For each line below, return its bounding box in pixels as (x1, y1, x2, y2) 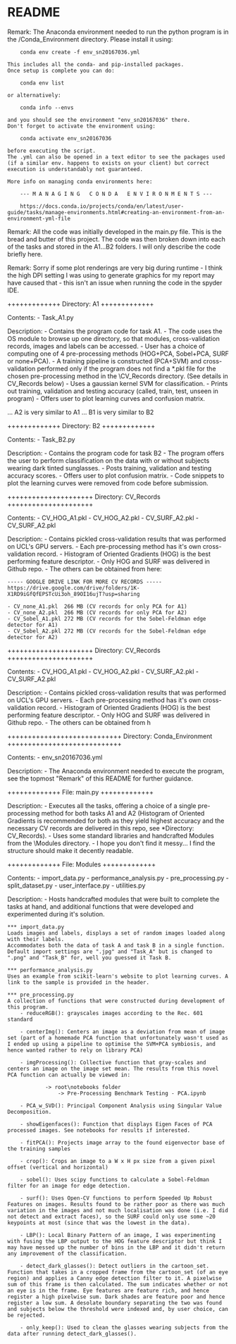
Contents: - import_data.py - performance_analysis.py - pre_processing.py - (7, 873, 229, 882)
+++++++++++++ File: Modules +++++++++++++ (7, 860, 156, 869)
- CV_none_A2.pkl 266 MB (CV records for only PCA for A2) (7, 609, 188, 616)
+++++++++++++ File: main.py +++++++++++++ (7, 788, 154, 796)
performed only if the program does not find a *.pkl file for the (37, 364, 216, 373)
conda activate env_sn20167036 (20, 135, 112, 142)
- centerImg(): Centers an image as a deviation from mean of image (20, 1028, 225, 1035)
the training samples (7, 1145, 71, 1152)
